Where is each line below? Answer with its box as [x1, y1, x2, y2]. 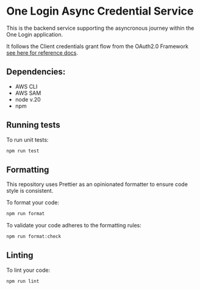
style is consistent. [6, 187, 54, 195]
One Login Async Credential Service [6, 4, 194, 18]
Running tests [6, 120, 61, 130]
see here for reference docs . [6, 49, 78, 56]
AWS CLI [15, 83, 38, 90]
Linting [6, 250, 34, 261]
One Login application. [6, 30, 63, 38]
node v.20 [15, 95, 41, 103]
